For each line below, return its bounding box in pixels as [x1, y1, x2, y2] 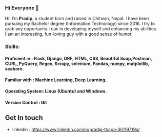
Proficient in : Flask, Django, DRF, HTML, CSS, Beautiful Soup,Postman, [5, 55, 152, 61]
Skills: [5, 44, 20, 50]
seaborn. [5, 66, 24, 71]
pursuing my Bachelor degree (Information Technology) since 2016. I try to [5, 21, 155, 26]
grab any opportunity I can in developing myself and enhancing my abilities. [5, 26, 158, 32]
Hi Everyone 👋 [5, 4, 39, 11]
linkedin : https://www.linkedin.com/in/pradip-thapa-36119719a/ [12, 127, 140, 133]
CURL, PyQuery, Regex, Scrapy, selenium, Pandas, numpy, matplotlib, [5, 61, 150, 67]
